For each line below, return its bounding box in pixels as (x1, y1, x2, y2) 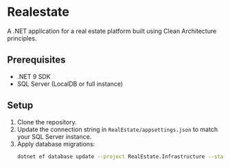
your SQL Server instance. (16, 132, 92, 141)
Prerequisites (7, 54, 66, 66)
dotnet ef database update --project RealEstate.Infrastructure (16, 153, 205, 160)
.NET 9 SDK (16, 72, 51, 80)
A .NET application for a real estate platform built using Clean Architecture (7, 27, 217, 35)
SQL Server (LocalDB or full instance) (16, 80, 124, 88)
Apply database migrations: (16, 140, 95, 148)
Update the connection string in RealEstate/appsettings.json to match (16, 125, 218, 133)
